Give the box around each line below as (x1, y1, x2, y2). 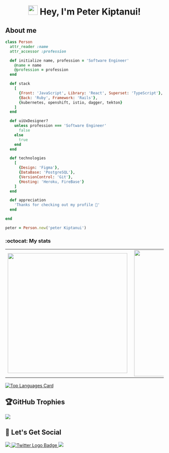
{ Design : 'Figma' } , (18, 165, 59, 170)
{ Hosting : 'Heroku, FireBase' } (18, 179, 84, 184)
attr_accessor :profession (10, 48, 66, 54)
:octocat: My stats (5, 237, 51, 244)
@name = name (14, 63, 42, 68)
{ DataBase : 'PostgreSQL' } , (18, 170, 75, 175)
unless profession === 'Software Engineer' (14, 123, 107, 128)
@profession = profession (14, 67, 69, 73)
